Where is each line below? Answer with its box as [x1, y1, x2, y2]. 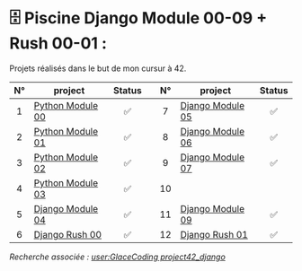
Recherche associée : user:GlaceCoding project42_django [9, 251, 226, 262]
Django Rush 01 [180, 228, 249, 240]
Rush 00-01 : [9, 33, 108, 54]
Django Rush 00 [33, 228, 102, 240]
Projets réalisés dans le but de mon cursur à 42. [9, 63, 187, 74]
